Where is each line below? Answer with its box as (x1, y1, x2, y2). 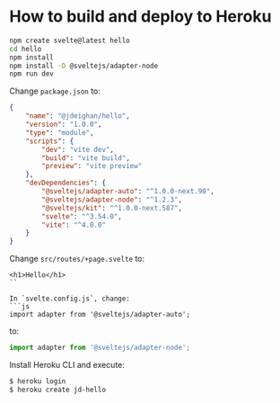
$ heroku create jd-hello (9, 385, 106, 394)
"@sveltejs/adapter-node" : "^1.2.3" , (41, 195, 182, 204)
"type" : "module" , (25, 128, 94, 137)
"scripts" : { (25, 137, 74, 146)
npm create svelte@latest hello (9, 36, 130, 45)
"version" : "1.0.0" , (25, 120, 102, 130)
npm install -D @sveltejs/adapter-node (9, 61, 159, 70)
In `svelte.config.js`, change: (9, 294, 130, 303)
